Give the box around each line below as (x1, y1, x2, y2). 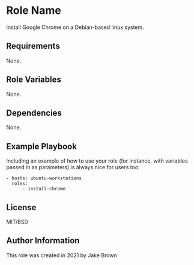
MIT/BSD (6, 218, 29, 225)
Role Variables (6, 75, 61, 85)
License (6, 202, 37, 213)
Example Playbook (6, 141, 77, 151)
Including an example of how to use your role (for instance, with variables (6, 157, 188, 164)
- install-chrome (22, 186, 66, 192)
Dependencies (6, 108, 62, 118)
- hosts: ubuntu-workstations (6, 175, 82, 181)
